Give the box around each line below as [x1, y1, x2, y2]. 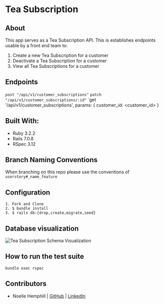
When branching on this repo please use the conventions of [5, 169, 130, 175]
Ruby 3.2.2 [12, 130, 35, 136]
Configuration [5, 188, 50, 197]
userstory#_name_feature [5, 174, 58, 179]
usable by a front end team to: [5, 43, 68, 49]
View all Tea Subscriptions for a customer [12, 63, 99, 69]
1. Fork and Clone [5, 202, 44, 207]
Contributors [5, 280, 47, 288]
